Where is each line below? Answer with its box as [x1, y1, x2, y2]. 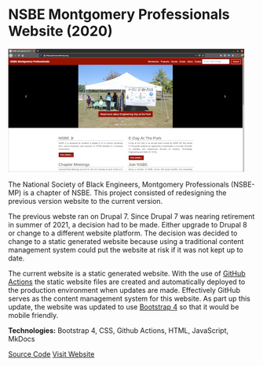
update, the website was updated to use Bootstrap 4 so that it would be [8, 301, 239, 312]
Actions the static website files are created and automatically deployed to [8, 277, 246, 287]
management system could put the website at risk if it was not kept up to [8, 245, 243, 254]
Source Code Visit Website [8, 349, 95, 359]
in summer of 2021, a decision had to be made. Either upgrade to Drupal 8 [8, 220, 247, 229]
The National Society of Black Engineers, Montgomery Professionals [8, 179, 229, 189]
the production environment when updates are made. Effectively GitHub [8, 285, 241, 294]
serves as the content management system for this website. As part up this [8, 294, 251, 303]
